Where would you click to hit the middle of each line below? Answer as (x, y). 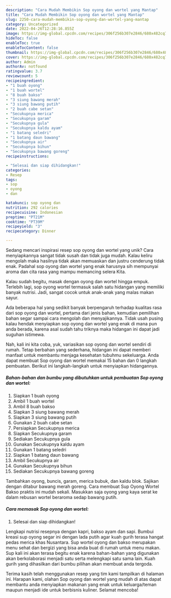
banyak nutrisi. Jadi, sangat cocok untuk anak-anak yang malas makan (80, 292)
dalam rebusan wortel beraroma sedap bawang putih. (62, 497)
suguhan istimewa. (25, 335)
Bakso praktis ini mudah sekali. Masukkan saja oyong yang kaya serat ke (82, 492)
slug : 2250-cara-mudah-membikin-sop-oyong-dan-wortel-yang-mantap (77, 19)
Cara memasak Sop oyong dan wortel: (47, 509)
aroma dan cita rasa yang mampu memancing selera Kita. (66, 272)
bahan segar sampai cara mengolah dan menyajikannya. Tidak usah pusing (84, 318)
